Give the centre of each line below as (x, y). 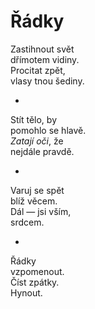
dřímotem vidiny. (45, 59)
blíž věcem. (34, 201)
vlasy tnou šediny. (47, 81)
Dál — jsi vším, (41, 211)
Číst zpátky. (35, 282)
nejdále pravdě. (42, 151)
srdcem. (27, 222)
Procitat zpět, (38, 70)
